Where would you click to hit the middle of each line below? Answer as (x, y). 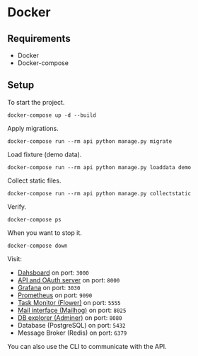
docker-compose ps (34, 219)
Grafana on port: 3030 (49, 287)
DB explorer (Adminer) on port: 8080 (70, 317)
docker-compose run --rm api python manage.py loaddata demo (99, 167)
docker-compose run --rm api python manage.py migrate (90, 141)
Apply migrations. (33, 128)
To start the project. (36, 102)
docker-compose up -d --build (52, 115)
